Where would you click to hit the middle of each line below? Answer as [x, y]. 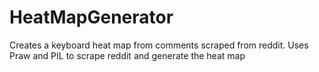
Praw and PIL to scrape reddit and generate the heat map [127, 55]
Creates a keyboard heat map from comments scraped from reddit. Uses [159, 45]
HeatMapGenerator [91, 17]
